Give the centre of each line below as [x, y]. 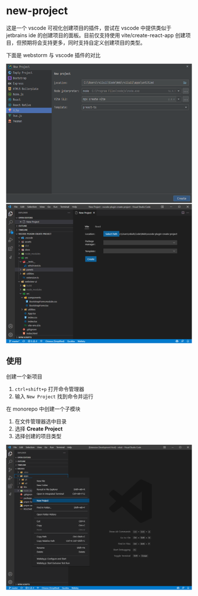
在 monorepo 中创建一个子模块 [43, 409]
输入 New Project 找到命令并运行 [54, 396]
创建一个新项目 [24, 376]
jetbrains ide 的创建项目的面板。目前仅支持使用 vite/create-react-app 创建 [96, 35]
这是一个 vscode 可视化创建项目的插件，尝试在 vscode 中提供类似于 [89, 28]
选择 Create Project [39, 429]
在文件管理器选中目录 [40, 421]
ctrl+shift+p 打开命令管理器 [49, 389]
